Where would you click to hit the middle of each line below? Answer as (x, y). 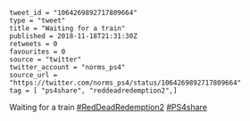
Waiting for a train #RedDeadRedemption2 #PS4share (108, 107)
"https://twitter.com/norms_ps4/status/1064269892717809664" (125, 83)
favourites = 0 (37, 52)
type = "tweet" (37, 20)
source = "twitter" (46, 60)
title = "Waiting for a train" (67, 28)
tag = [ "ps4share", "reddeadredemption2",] (93, 91)
